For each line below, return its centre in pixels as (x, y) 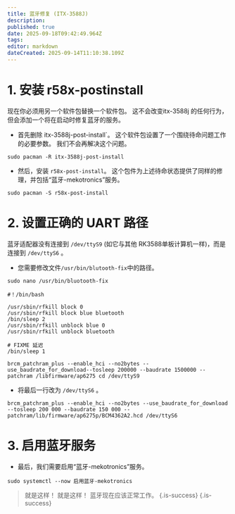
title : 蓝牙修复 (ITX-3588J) (48, 14)
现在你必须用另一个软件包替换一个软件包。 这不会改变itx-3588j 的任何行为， (118, 111)
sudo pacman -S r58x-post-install (58, 193)
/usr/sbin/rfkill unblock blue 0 (56, 325)
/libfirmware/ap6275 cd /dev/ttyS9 (88, 376)
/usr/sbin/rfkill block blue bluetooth (66, 313)
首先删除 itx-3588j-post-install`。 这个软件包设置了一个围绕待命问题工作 (122, 134)
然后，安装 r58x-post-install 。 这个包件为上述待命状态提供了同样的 (117, 170)
